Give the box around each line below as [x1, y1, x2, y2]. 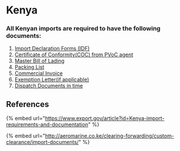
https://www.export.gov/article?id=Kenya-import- [45, 115, 165, 122]
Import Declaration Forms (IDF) [14, 45, 90, 52]
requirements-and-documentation [6, 121, 89, 128]
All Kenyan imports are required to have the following [6, 25, 161, 33]
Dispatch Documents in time [14, 83, 83, 90]
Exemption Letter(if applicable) [14, 76, 90, 83]
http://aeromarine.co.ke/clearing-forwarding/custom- [45, 132, 174, 139]
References [6, 99, 49, 109]
